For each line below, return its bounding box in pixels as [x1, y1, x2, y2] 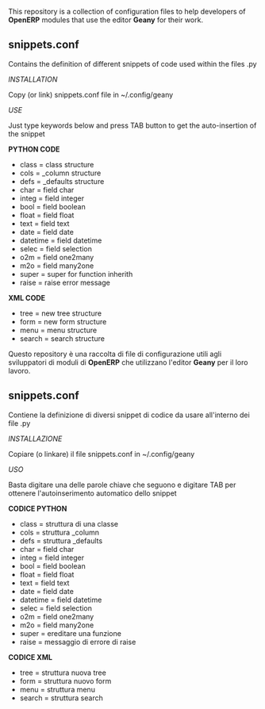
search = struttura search [19, 693, 103, 703]
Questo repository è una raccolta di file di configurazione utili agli [8, 349, 222, 358]
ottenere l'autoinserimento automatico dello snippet [8, 488, 177, 498]
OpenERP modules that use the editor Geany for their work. [8, 15, 204, 25]
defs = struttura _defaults [19, 535, 103, 546]
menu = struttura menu [19, 684, 95, 694]
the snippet [8, 128, 45, 138]
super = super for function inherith [19, 269, 133, 278]
